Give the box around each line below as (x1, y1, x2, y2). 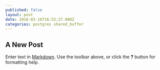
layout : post (5, 12, 33, 17)
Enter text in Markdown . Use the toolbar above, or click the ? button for (5, 54, 155, 60)
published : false (5, 7, 43, 13)
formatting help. (5, 59, 39, 65)
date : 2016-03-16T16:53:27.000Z (5, 17, 74, 22)
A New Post (5, 40, 44, 49)
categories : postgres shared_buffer (5, 21, 84, 27)
